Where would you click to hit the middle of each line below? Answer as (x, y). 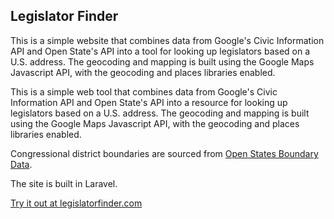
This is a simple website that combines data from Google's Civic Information (167, 40)
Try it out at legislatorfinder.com (76, 203)
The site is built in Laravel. (64, 183)
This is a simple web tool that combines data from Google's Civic (144, 91)
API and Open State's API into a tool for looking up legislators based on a (160, 51)
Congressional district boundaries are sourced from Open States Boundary (164, 153)
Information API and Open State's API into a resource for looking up (149, 102)
